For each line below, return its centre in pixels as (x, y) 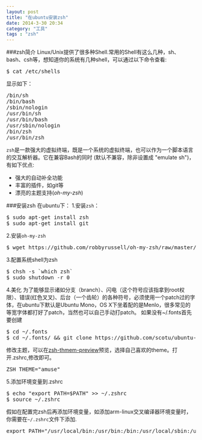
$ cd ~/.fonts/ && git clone (49, 338)
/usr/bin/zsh (26, 138)
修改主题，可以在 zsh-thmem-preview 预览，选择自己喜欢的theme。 (89, 350)
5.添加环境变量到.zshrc (35, 382)
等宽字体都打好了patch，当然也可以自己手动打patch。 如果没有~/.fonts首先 (99, 312)
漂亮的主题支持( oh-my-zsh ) (49, 193)
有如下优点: (20, 165)
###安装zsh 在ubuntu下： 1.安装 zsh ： (53, 206)
